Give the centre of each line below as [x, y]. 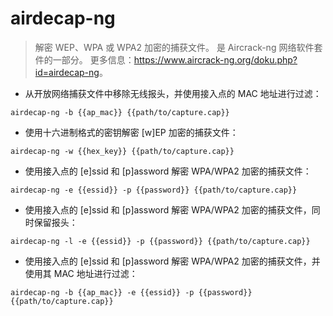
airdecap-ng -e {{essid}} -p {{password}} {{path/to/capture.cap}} [154, 190]
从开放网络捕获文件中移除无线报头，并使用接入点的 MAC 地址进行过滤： [173, 93]
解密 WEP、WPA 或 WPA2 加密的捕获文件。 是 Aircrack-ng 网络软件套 [178, 47]
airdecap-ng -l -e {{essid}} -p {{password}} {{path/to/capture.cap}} [160, 241]
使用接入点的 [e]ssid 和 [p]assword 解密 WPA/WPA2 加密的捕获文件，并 [172, 261]
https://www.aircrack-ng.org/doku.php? [215, 59]
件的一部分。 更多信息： [84, 59]
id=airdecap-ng [67, 72]
